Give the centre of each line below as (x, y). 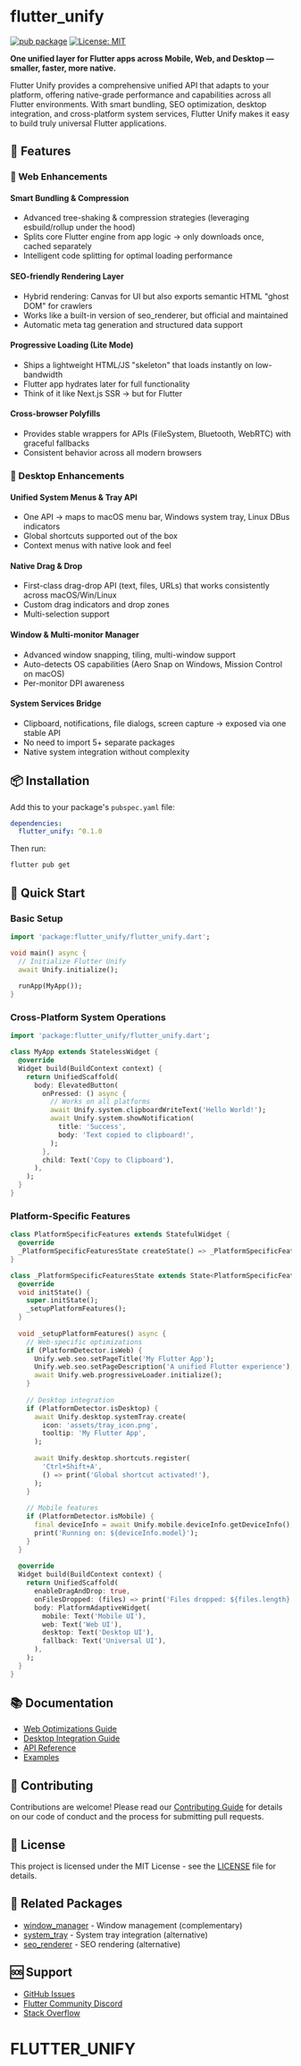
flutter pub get (40, 865)
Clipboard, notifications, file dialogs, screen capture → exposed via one (155, 723)
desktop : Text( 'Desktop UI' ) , (98, 1633)
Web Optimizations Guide (70, 1729)
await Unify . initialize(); (68, 970)
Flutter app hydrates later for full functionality (106, 384)
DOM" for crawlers (58, 305)
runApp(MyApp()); (50, 986)
